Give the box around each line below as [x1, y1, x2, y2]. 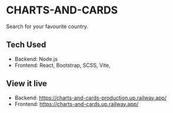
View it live [6, 78, 47, 88]
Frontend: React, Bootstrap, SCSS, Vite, [14, 61, 111, 69]
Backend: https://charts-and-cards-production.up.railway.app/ [14, 94, 167, 101]
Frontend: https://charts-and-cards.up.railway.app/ [14, 100, 139, 107]
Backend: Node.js [14, 55, 58, 62]
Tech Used [6, 40, 46, 50]
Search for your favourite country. [6, 23, 88, 30]
